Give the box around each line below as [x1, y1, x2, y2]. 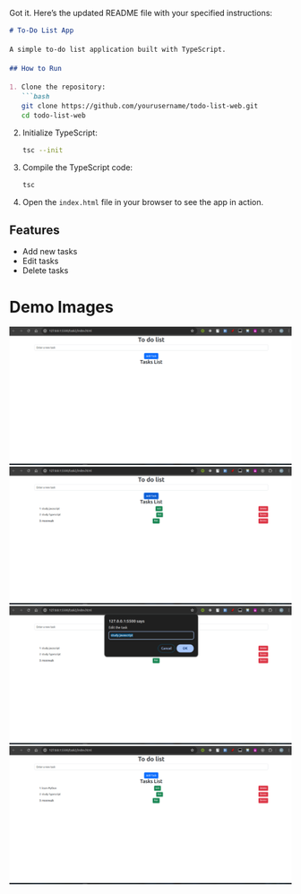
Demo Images [9, 297, 114, 317]
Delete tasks [21, 265, 69, 276]
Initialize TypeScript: [21, 127, 99, 138]
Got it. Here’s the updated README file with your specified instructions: [9, 8, 273, 18]
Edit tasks [21, 255, 59, 267]
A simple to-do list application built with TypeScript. [9, 45, 227, 54]
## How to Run [9, 64, 63, 73]
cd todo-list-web [21, 111, 87, 120]
